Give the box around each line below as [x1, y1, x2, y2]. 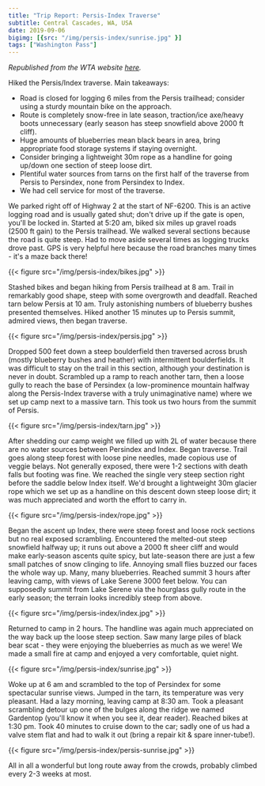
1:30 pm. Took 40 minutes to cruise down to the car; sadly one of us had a [8, 722, 251, 731]
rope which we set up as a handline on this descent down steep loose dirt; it [8, 487, 256, 496]
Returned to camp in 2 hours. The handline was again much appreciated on [8, 624, 254, 633]
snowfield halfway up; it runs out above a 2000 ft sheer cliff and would [8, 543, 239, 552]
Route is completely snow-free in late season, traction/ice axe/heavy [19, 110, 244, 120]
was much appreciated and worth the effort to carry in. [8, 496, 187, 505]
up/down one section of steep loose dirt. [19, 161, 153, 170]
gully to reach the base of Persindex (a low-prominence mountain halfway [8, 381, 250, 390]
